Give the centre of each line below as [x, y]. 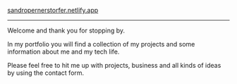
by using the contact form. [46, 73]
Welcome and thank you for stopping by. [66, 30]
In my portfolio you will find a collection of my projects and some [101, 44]
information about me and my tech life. [63, 52]
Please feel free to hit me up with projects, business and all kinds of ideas [114, 65]
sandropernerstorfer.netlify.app [53, 10]
